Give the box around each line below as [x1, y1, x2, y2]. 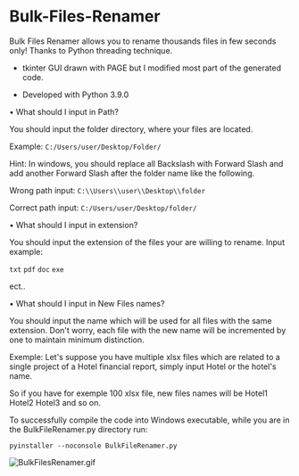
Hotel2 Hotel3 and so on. [9, 397, 101, 407]
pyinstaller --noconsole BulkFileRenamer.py [9, 441, 178, 450]
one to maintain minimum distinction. [9, 334, 145, 345]
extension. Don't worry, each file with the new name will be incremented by [9, 324, 287, 335]
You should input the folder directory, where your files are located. [9, 123, 253, 135]
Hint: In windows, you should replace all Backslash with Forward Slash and [9, 158, 284, 168]
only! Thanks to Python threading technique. [9, 45, 173, 55]
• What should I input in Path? [9, 106, 119, 117]
